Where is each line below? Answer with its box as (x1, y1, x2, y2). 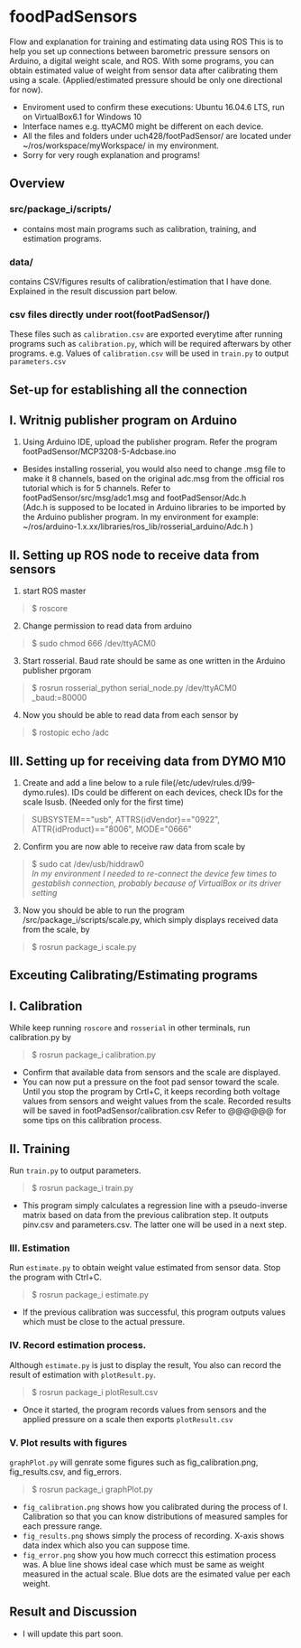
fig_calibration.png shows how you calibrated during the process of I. (22, 1501, 288, 1512)
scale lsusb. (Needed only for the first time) (22, 796, 185, 807)
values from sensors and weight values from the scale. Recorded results (22, 1095, 291, 1107)
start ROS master (22, 585, 87, 597)
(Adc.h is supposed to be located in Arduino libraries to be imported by (22, 502, 287, 513)
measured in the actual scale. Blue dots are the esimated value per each (22, 1569, 291, 1579)
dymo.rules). (22, 787, 70, 798)
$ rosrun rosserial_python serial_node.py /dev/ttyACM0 (31, 683, 237, 694)
